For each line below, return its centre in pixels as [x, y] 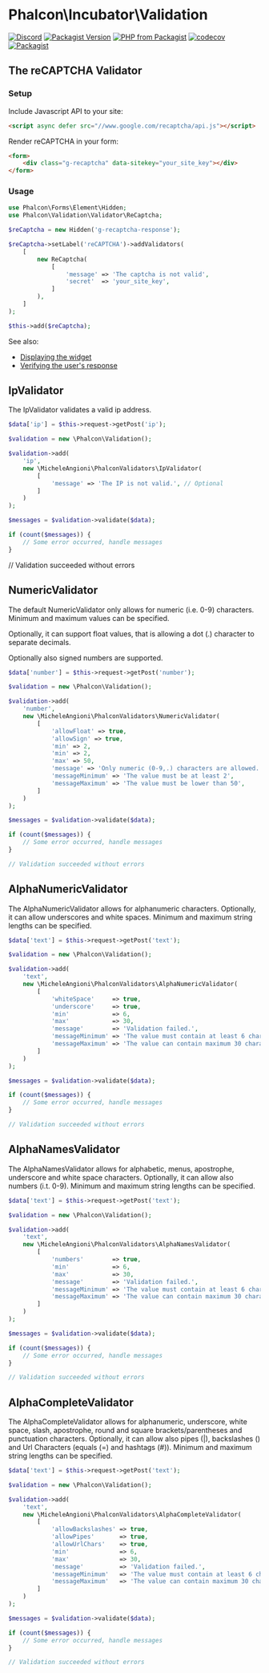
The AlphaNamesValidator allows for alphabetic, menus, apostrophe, [121, 1168]
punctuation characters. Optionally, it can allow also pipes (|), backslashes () [134, 1439]
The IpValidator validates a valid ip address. [80, 410]
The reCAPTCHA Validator [75, 71]
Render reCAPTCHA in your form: [63, 141]
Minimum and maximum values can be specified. [89, 618]
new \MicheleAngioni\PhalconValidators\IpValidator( [112, 468]
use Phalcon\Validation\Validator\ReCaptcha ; [85, 215]
